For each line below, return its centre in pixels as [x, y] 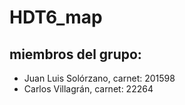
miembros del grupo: [75, 54]
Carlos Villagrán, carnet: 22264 [88, 89]
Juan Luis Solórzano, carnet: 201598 [99, 78]
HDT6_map [56, 17]
